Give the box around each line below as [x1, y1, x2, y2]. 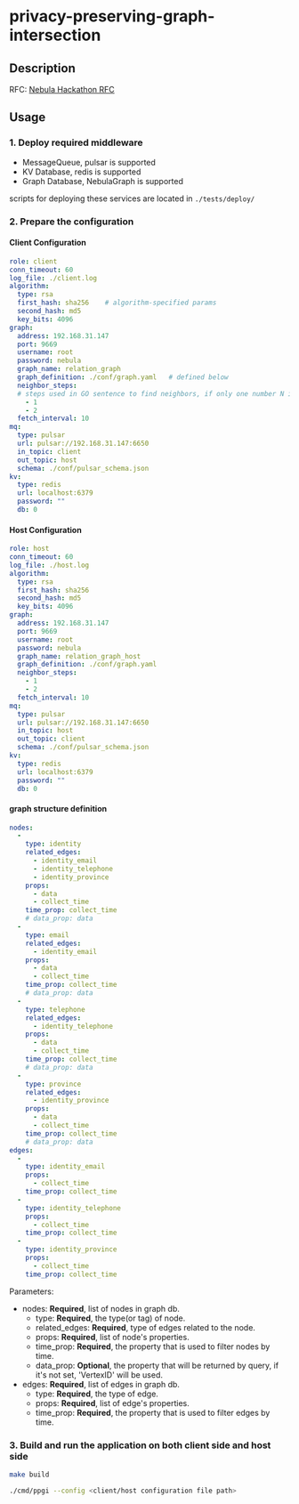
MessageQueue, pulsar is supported [21, 157, 156, 167]
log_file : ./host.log [9, 561, 90, 570]
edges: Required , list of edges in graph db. [21, 1379, 181, 1389]
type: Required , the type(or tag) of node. [35, 1313, 186, 1323]
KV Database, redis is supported [21, 166, 141, 177]
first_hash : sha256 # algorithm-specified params [17, 298, 217, 308]
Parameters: [9, 1286, 54, 1297]
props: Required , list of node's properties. [35, 1331, 190, 1342]
